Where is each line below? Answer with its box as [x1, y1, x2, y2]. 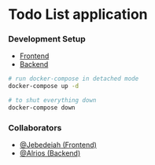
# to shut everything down [8, 97, 97, 104]
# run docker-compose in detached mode [8, 75, 139, 83]
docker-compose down [8, 104, 76, 112]
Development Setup [8, 34, 86, 45]
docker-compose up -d [8, 82, 79, 90]
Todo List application [8, 5, 148, 24]
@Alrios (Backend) [19, 148, 81, 158]
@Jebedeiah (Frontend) [19, 140, 97, 150]
